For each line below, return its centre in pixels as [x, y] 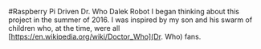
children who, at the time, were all [64, 28]
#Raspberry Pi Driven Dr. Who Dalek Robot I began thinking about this [124, 11]
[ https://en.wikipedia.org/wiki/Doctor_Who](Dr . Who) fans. [105, 36]
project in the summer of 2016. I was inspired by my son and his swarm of [130, 20]
